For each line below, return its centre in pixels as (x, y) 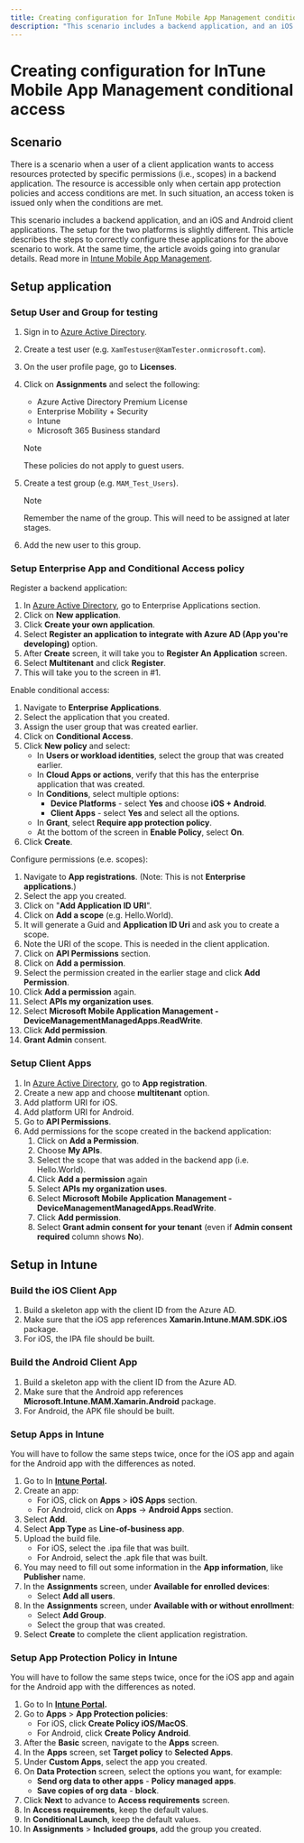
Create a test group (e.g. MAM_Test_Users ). (101, 483)
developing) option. (60, 644)
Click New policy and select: (77, 746)
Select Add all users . (76, 1596)
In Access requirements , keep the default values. (116, 1810)
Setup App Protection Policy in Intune (94, 1657)
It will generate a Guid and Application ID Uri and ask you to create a (151, 925)
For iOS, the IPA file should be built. (89, 1339)
